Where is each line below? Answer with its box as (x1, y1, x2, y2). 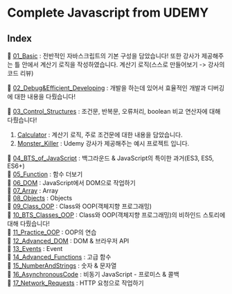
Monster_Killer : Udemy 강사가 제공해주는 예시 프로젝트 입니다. (17, 139, 190, 147)
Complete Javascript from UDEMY (7, 5, 209, 21)
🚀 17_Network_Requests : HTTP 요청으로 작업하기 (7, 279, 144, 287)
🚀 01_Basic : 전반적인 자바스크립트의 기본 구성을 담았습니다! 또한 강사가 (7, 52, 200, 60)
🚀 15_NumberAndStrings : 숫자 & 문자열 (7, 261, 117, 270)
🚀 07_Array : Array (7, 187, 59, 195)
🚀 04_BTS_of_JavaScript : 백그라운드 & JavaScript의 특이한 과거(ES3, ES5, (7, 154, 215, 162)
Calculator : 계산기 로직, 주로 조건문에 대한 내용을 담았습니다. (17, 130, 184, 139)
